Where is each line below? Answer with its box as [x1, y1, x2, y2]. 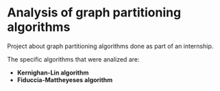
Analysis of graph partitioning [7, 5, 182, 21]
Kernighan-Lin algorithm [16, 68, 89, 77]
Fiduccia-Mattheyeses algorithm [16, 75, 113, 83]
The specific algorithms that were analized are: [7, 55, 140, 63]
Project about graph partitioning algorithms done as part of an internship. [7, 42, 214, 50]
